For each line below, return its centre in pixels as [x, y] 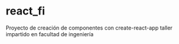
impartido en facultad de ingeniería [50, 34]
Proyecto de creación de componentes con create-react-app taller [89, 28]
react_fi [25, 11]
